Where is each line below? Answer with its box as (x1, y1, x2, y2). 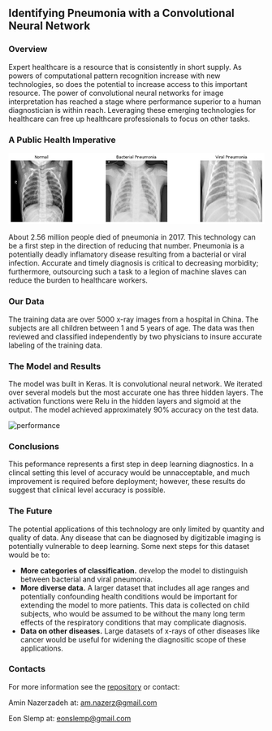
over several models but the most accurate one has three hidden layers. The (8, 387, 264, 397)
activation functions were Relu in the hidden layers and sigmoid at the (8, 396, 241, 405)
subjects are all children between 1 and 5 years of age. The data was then (8, 322, 255, 332)
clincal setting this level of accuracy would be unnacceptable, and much (8, 468, 250, 478)
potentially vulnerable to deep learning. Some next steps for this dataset (8, 541, 250, 551)
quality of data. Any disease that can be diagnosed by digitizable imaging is (8, 532, 261, 543)
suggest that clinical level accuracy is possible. (8, 485, 166, 495)
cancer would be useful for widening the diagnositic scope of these (19, 634, 247, 644)
